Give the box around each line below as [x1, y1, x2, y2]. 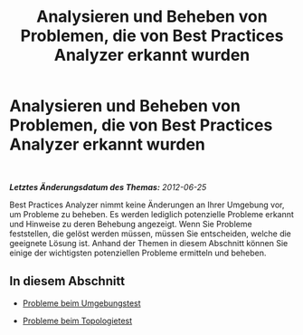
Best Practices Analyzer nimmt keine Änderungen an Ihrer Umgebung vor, [9, 199, 285, 210]
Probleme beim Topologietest [22, 315, 133, 326]
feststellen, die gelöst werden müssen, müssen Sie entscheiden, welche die [9, 228, 292, 239]
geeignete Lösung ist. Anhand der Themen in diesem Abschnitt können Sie [9, 237, 289, 248]
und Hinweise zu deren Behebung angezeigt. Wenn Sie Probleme [9, 218, 252, 229]
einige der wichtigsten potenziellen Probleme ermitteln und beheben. [9, 247, 267, 258]
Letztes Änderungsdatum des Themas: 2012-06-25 [9, 181, 207, 192]
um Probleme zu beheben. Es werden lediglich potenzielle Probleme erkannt [9, 208, 294, 219]
